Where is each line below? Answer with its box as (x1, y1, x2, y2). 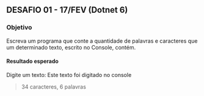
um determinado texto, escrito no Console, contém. (6, 43, 136, 51)
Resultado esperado (6, 57, 59, 65)
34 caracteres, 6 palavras (21, 83, 87, 90)
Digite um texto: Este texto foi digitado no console (6, 71, 132, 78)
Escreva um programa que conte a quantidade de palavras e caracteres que (6, 37, 198, 45)
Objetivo (6, 23, 32, 32)
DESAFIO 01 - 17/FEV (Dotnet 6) (6, 5, 128, 15)
